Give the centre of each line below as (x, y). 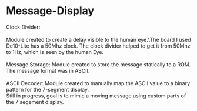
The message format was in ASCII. (48, 70)
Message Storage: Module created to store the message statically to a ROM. (98, 64)
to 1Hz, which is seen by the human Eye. (55, 52)
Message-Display (50, 11)
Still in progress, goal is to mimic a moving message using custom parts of (96, 96)
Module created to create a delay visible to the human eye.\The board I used (98, 39)
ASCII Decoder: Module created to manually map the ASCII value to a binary (98, 83)
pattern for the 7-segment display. (48, 89)
